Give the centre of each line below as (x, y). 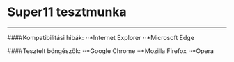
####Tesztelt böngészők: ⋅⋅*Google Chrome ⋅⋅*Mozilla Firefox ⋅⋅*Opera (111, 51)
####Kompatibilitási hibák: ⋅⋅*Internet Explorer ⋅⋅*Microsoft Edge (101, 37)
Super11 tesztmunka (67, 12)
